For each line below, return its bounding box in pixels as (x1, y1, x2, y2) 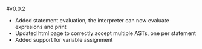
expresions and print (15, 24, 67, 30)
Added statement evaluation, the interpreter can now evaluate (15, 17, 169, 24)
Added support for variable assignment (15, 36, 113, 43)
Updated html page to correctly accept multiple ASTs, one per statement (15, 30, 197, 37)
